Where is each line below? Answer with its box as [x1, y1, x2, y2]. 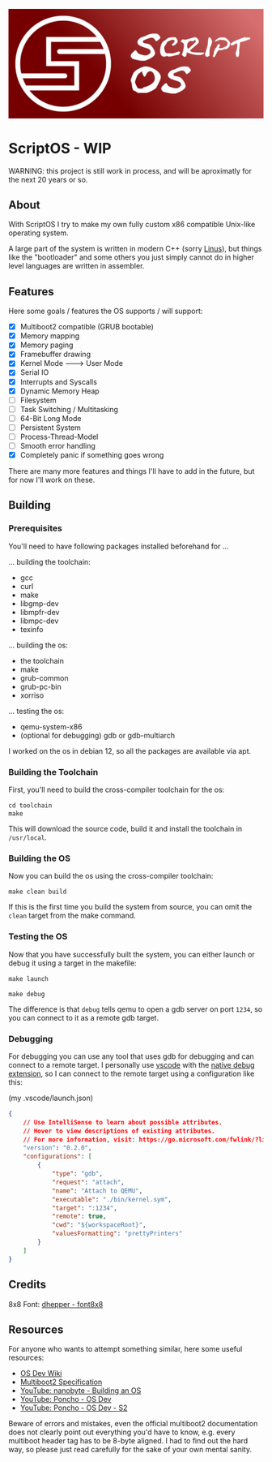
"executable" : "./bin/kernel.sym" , [51, 1195, 172, 1203]
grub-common [19, 673, 69, 682]
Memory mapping [19, 331, 80, 341]
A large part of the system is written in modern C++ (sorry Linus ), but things [8, 244, 262, 254]
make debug [8, 990, 45, 998]
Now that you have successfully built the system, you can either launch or [8, 949, 255, 959]
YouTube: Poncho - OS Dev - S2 [19, 1403, 128, 1413]
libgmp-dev [19, 598, 59, 608]
